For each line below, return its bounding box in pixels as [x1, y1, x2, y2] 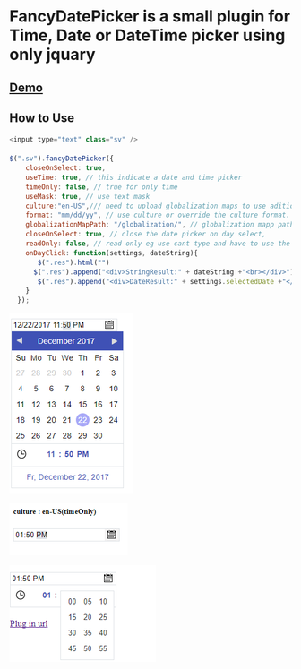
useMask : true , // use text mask [25, 192, 150, 201]
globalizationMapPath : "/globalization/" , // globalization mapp [25, 220, 275, 229]
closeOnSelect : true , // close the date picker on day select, [25, 230, 267, 239]
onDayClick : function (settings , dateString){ [25, 248, 199, 257]
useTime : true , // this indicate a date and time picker [25, 173, 243, 182]
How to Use [9, 110, 75, 125]
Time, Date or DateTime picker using [9, 25, 286, 46]
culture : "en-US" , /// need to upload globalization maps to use [25, 202, 267, 210]
